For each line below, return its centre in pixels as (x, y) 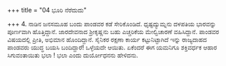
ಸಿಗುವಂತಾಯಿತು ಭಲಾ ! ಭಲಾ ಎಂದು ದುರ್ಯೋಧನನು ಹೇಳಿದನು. (73, 55)
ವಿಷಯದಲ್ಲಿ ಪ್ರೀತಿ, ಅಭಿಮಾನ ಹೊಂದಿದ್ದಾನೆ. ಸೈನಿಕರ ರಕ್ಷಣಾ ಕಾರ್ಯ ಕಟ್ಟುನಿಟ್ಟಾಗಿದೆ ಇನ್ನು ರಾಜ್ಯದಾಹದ (107, 40)
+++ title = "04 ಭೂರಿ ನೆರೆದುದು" (47, 10)
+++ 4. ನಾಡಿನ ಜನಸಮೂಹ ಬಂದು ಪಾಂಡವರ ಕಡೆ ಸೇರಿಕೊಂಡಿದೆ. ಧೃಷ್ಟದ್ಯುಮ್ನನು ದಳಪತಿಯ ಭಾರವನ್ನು (112, 24)
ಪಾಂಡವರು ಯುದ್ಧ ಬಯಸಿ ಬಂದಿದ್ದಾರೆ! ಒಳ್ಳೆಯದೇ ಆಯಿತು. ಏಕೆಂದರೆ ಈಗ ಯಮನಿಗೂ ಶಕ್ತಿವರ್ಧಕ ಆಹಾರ (112, 47)
